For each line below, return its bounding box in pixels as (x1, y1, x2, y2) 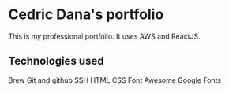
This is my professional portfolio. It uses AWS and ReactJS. (8, 32, 201, 41)
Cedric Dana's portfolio (8, 6, 164, 24)
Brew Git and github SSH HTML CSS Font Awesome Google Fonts (8, 75, 222, 84)
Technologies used (8, 54, 104, 68)
